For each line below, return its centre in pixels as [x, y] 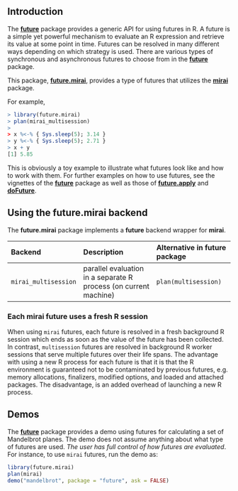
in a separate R [108, 277]
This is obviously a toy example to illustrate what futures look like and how [116, 168]
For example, [27, 102]
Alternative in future [191, 247]
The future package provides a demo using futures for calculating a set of [116, 431]
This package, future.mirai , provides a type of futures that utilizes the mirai [118, 80]
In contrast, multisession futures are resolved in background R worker [110, 347]
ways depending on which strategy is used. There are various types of [110, 51]
